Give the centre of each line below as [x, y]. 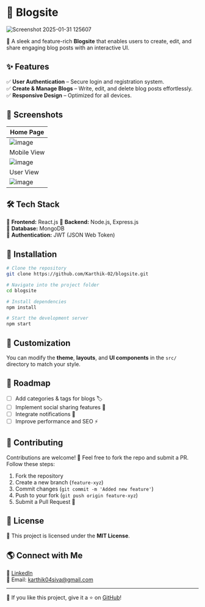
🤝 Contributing [35, 443]
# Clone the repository [37, 268]
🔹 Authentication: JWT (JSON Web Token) [61, 235]
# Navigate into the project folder [53, 285]
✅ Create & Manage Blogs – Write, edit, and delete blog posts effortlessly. [100, 88]
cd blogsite [21, 290]
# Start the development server [47, 318]
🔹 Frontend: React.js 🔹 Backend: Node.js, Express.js [73, 222]
